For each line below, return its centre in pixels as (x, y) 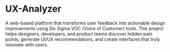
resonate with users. (27, 44)
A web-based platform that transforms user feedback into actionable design (85, 23)
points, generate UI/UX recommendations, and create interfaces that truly (83, 39)
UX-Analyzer (33, 9)
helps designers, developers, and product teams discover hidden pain (79, 34)
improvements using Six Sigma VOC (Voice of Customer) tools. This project (84, 28)
